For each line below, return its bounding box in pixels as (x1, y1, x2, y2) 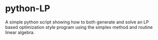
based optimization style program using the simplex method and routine (5, 24, 153, 30)
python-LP (5, 3, 50, 14)
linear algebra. (5, 29, 35, 35)
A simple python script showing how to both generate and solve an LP (5, 19, 149, 25)
